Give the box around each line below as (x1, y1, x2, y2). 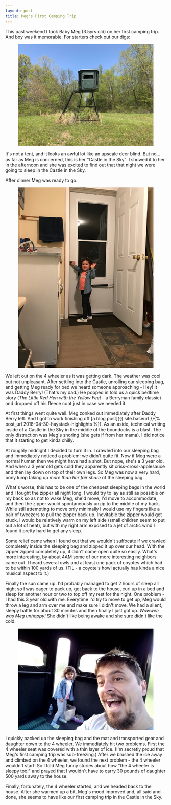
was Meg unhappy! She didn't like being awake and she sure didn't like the (5, 613, 163, 619)
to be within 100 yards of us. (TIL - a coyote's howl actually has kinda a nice (5, 565, 165, 571)
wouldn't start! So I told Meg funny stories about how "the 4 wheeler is (5, 762, 154, 768)
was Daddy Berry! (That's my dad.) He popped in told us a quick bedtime (5, 389, 159, 395)
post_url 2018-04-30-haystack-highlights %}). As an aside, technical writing (5, 421, 166, 427)
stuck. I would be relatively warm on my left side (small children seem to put (5, 517, 165, 523)
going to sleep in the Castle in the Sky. (5, 167, 86, 173)
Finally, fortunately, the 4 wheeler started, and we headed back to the (5, 783, 152, 789)
